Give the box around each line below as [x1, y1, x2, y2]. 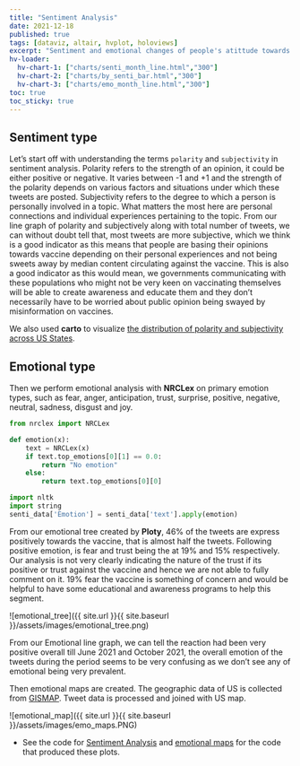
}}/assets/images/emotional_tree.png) [9, 620, 150, 631]
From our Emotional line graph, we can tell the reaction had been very [9, 637, 267, 648]
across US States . [9, 333, 75, 344]
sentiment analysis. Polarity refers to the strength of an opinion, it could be [9, 163, 285, 174]
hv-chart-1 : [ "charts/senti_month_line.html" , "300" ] [17, 64, 219, 73]
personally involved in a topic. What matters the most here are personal [9, 201, 273, 212]
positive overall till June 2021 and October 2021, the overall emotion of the [9, 647, 284, 657]
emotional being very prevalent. [9, 666, 127, 676]
